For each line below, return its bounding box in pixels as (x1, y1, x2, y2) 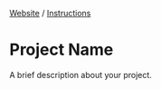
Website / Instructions (9, 8, 91, 18)
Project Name (9, 40, 114, 60)
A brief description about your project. (9, 69, 152, 80)
